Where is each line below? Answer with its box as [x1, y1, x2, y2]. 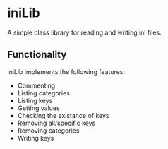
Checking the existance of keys [17, 111, 109, 119]
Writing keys [17, 133, 54, 142]
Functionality [7, 49, 67, 61]
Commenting [17, 81, 56, 90]
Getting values [17, 104, 60, 112]
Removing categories [17, 126, 80, 135]
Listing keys [17, 96, 53, 105]
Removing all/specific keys [17, 119, 96, 127]
